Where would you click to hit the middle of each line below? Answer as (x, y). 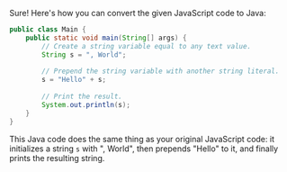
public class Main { (48, 30)
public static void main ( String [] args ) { (106, 38)
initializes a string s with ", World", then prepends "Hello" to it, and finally (144, 149)
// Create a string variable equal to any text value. (147, 46)
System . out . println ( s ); (86, 104)
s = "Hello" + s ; (74, 80)
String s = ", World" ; (84, 54)
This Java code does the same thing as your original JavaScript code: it (142, 139)
